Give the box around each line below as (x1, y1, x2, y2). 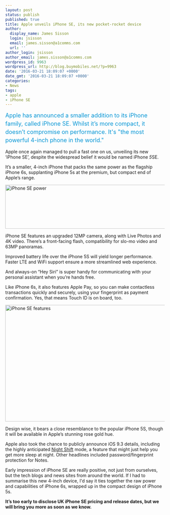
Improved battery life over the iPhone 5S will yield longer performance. (5, 254, 153, 260)
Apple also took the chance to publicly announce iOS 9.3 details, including (5, 441, 160, 447)
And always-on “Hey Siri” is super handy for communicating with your (5, 269, 152, 275)
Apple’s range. (5, 175, 35, 181)
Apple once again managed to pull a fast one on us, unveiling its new (5, 148, 149, 155)
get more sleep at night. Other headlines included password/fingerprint (5, 452, 154, 458)
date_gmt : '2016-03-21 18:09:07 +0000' (5, 74, 90, 79)
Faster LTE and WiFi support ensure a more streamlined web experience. (5, 259, 157, 265)
